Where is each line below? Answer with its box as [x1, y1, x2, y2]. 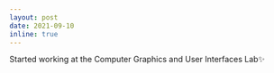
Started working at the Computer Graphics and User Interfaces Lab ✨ [9, 54, 266, 65]
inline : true [9, 29, 59, 38]
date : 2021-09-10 [9, 21, 75, 30]
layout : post [9, 12, 59, 22]
